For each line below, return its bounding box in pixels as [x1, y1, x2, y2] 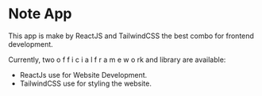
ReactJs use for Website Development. [19, 70, 148, 79]
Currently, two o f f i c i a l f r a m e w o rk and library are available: [8, 55, 226, 64]
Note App [8, 5, 73, 23]
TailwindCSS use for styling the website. [19, 79, 152, 88]
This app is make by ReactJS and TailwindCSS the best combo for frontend [8, 31, 254, 40]
